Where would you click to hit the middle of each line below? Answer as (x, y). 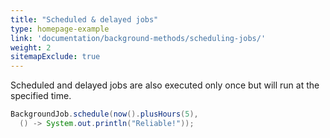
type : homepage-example (60, 29)
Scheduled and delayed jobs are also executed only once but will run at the (165, 85)
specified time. (41, 96)
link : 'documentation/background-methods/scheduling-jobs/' (138, 38)
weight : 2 (31, 47)
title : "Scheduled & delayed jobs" (84, 19)
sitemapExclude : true (55, 57)
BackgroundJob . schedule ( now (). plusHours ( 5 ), (104, 114)
